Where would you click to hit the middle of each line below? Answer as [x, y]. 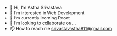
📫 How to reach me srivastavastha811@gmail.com [61, 28]
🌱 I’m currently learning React [40, 18]
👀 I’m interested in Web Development [47, 13]
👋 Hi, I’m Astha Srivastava [36, 8]
